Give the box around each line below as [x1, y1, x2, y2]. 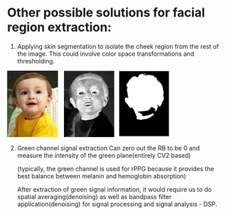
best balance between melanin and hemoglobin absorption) [17, 172, 186, 180]
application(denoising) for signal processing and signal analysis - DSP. [17, 200, 217, 208]
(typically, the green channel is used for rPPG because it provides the [17, 164, 215, 173]
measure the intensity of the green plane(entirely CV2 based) [17, 151, 191, 159]
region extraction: [7, 19, 112, 35]
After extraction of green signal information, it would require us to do [17, 185, 212, 194]
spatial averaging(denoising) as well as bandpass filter [17, 192, 172, 201]
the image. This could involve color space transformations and [17, 50, 195, 58]
